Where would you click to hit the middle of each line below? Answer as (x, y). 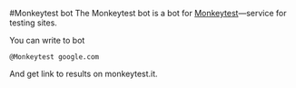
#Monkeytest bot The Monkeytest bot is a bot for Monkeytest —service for (148, 13)
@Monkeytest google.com (54, 57)
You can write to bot (47, 40)
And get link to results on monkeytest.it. (84, 73)
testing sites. (33, 23)
